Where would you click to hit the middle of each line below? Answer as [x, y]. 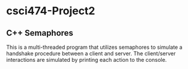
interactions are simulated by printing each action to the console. [86, 60]
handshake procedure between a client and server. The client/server [91, 54]
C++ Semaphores [40, 33]
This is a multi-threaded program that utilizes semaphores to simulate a [94, 47]
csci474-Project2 [51, 11]
